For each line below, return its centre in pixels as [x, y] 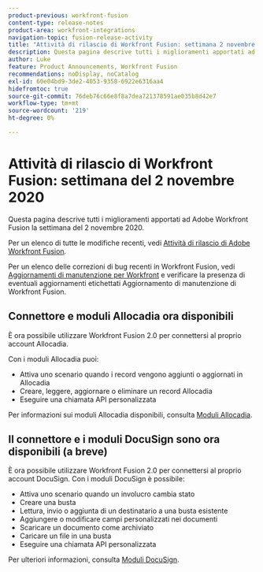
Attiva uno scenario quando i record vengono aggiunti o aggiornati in [131, 374]
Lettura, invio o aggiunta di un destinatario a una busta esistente [124, 511]
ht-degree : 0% [31, 118]
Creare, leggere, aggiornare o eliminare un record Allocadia [116, 391]
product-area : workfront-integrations [72, 30]
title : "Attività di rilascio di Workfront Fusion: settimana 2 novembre [132, 45]
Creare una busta [48, 503]
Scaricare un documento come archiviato [87, 528]
